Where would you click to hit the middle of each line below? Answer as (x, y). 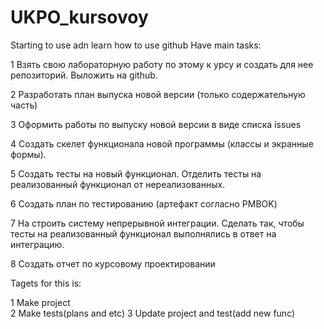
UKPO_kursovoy (79, 17)
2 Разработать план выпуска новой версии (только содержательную (158, 94)
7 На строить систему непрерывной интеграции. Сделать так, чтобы (157, 223)
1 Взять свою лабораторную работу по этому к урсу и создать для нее (162, 64)
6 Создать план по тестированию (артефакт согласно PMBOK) (144, 203)
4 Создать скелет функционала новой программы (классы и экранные (162, 143)
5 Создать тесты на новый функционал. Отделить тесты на (136, 173)
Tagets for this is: (46, 283)
